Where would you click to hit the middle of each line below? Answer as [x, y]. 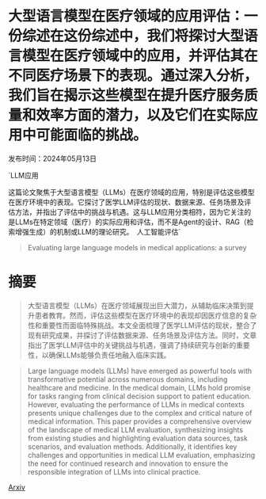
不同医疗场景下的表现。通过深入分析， [133, 76]
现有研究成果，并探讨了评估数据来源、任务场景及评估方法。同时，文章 [142, 335]
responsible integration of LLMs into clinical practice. [114, 471]
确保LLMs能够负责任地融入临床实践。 [110, 355]
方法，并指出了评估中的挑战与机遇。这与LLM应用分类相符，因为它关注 [129, 211]
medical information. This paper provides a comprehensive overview [139, 421]
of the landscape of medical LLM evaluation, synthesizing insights [135, 429]
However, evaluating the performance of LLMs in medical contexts [136, 404]
